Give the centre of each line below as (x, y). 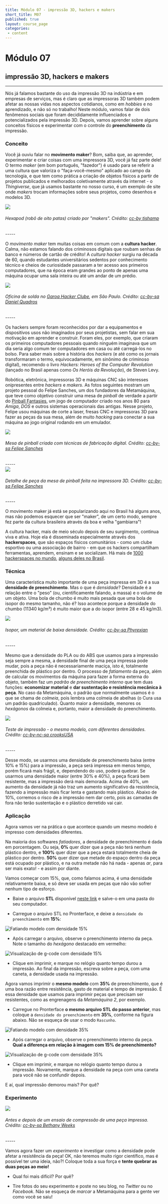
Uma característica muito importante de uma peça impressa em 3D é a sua (82, 582)
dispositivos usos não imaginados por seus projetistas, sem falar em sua (80, 333)
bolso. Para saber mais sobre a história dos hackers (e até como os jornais (82, 354)
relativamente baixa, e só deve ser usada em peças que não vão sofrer (78, 884)
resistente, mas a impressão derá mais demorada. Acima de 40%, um (77, 781)
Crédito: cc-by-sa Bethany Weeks (40, 1125)
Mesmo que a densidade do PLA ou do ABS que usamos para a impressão (82, 655)
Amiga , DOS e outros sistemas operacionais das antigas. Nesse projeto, (79, 406)
